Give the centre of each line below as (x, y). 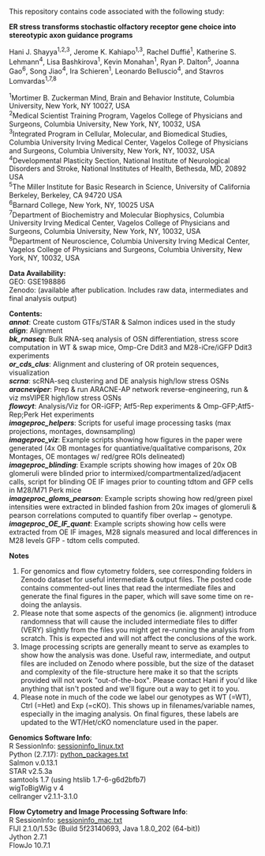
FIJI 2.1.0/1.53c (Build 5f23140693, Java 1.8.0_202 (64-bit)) (105, 828)
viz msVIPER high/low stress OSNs (65, 398)
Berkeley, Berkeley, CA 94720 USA (66, 195)
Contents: (26, 313)
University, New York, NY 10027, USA (69, 106)
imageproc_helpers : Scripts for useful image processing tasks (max (120, 423)
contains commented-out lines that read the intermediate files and (128, 587)
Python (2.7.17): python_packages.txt (69, 754)
